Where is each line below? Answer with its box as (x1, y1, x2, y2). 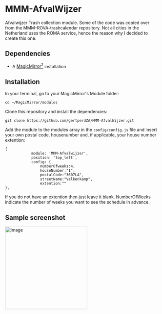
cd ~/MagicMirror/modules (5, 100, 58, 105)
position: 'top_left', (31, 156, 78, 160)
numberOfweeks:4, (40, 164, 76, 169)
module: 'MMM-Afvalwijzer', (31, 151, 89, 156)
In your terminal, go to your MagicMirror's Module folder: (5, 91, 120, 97)
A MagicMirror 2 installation (12, 62, 67, 69)
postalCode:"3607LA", (40, 173, 84, 178)
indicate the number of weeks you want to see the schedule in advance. (5, 199, 150, 205)
